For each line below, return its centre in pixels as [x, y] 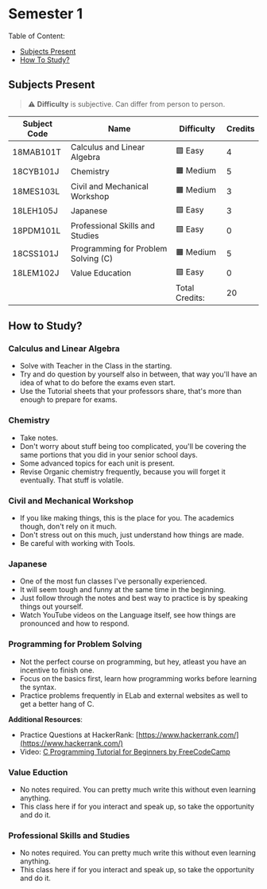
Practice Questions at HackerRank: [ [79, 735]
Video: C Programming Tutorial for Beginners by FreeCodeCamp [125, 751]
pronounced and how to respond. [74, 624]
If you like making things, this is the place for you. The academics [127, 518]
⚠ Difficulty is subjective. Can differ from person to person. [126, 103]
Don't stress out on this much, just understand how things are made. [132, 535]
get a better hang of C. [57, 704]
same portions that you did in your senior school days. [108, 454]
